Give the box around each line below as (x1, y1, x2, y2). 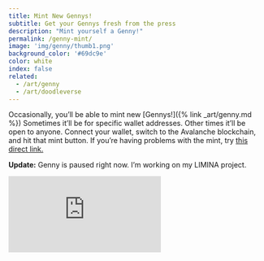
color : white (8, 58, 53, 66)
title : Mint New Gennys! (8, 11, 93, 20)
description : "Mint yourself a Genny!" (8, 27, 144, 35)
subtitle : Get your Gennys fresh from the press (8, 20, 176, 28)
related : (8, 72, 38, 80)
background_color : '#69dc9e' (8, 50, 107, 58)
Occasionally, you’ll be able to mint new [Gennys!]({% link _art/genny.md (8, 110, 252, 120)
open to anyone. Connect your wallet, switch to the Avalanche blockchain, (8, 127, 257, 137)
